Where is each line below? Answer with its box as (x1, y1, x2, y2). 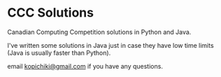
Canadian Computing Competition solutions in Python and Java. (7, 28, 192, 36)
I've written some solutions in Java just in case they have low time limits (7, 41, 215, 49)
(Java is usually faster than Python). (7, 49, 111, 57)
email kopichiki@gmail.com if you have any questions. (7, 62, 163, 70)
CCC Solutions (7, 5, 94, 21)
